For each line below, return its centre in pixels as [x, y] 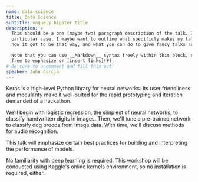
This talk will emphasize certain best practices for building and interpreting [97, 143]
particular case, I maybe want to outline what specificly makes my [97, 39]
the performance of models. [40, 149]
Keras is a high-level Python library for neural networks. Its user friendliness [98, 89]
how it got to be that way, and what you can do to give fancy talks [98, 45]
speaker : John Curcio [33, 71]
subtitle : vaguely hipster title [47, 22]
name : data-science [30, 12]
